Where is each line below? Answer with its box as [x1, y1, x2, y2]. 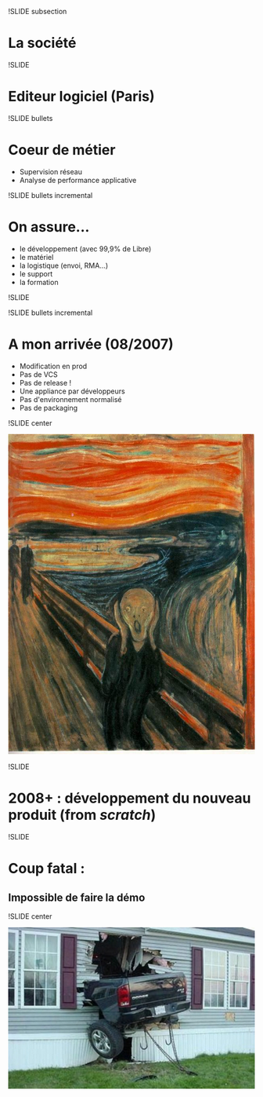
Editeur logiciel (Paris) [8, 88, 155, 105]
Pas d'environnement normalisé [19, 394, 122, 404]
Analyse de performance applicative [19, 175, 137, 185]
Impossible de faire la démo [8, 890, 146, 904]
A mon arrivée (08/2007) [8, 335, 174, 353]
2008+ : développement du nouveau [8, 789, 251, 807]
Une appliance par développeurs [19, 386, 125, 396]
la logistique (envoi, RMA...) [19, 261, 109, 270]
